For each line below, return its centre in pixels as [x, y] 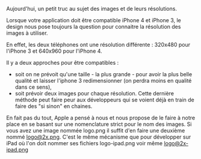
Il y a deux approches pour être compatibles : [63, 63]
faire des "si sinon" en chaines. [54, 106]
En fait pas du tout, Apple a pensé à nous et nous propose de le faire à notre [101, 118]
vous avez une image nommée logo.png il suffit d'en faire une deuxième [96, 130]
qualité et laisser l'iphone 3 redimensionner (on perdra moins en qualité [103, 81]
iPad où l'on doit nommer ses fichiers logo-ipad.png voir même [85, 143]
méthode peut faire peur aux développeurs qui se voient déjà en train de [104, 100]
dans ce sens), [33, 87]
